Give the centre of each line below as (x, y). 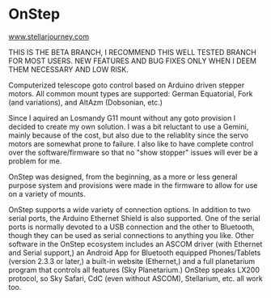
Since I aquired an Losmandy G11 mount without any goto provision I (122, 117)
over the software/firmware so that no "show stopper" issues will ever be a (133, 152)
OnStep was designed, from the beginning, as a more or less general (123, 177)
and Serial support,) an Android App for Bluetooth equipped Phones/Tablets (135, 253)
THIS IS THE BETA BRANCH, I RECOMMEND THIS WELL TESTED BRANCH (132, 52)
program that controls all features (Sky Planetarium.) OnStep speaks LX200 (134, 270)
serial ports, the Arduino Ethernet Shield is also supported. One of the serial (134, 218)
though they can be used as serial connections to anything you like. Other (131, 235)
